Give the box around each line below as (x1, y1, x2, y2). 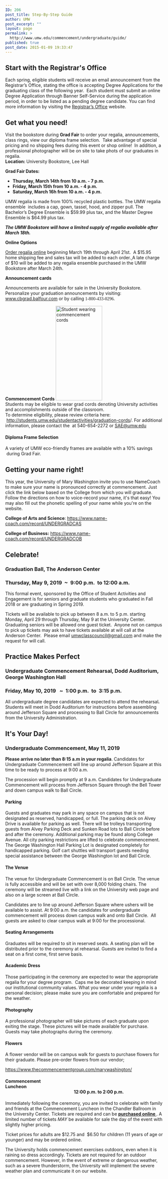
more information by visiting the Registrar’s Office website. (5, 104, 126, 110)
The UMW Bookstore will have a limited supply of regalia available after (5, 224, 158, 230)
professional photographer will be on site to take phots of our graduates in (5, 148, 159, 154)
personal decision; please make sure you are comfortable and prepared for (5, 989, 160, 996)
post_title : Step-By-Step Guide (5, 12, 73, 17)
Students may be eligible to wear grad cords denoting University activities (5, 401, 158, 407)
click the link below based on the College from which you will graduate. (5, 490, 153, 496)
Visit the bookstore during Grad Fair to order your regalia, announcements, (5, 132, 159, 138)
